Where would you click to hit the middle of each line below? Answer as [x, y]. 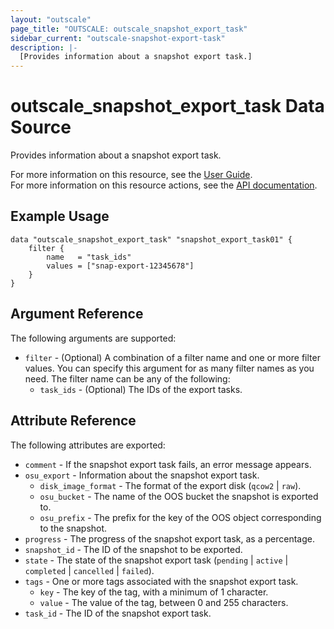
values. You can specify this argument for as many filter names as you [169, 368]
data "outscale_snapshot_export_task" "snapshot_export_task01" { [151, 239]
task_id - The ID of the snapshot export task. [118, 613]
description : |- [44, 47]
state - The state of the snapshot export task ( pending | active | [156, 560]
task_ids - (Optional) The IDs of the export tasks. [141, 389]
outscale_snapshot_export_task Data [167, 106]
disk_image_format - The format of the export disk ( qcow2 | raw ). [170, 485]
